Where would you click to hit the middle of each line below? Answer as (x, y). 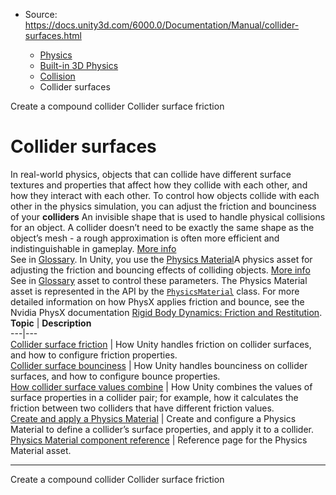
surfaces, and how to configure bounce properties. (115, 376)
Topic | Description (51, 323)
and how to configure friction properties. (94, 355)
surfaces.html (53, 35)
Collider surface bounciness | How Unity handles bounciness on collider (159, 365)
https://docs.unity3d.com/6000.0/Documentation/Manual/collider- (162, 25)
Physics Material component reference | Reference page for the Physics (159, 440)
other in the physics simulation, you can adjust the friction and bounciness (163, 206)
